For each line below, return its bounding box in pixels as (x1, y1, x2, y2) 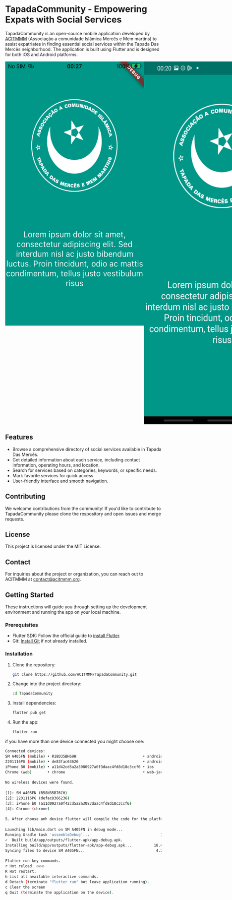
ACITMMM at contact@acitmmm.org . (5, 577, 81, 582)
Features (5, 433, 33, 442)
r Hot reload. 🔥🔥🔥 (5, 864, 45, 869)
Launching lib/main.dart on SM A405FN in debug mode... (5, 827, 123, 832)
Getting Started (5, 590, 54, 599)
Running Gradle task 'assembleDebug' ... (5, 833, 90, 837)
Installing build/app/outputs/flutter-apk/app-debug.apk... (5, 842, 132, 848)
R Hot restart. (5, 869, 37, 874)
